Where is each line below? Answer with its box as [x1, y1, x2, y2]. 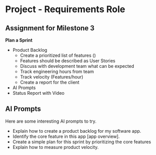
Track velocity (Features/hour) [20, 74, 83, 80]
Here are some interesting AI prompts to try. [5, 118, 97, 124]
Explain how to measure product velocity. [12, 144, 99, 150]
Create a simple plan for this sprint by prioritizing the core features [12, 138, 151, 145]
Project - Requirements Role [5, 4, 125, 15]
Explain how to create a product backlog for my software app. [12, 128, 141, 134]
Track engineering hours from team [20, 68, 94, 74]
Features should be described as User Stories [20, 58, 116, 64]
